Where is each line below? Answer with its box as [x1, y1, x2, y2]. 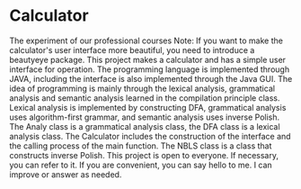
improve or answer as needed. [9, 168, 122, 180]
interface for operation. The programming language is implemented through [9, 64, 290, 75]
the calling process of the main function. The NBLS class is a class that [9, 140, 272, 151]
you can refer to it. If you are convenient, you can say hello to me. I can [9, 159, 272, 170]
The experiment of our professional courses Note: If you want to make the [9, 35, 283, 46]
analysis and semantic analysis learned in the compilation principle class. [9, 92, 280, 103]
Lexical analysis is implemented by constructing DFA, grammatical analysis [9, 102, 287, 112]
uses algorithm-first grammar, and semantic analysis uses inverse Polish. [9, 112, 280, 122]
